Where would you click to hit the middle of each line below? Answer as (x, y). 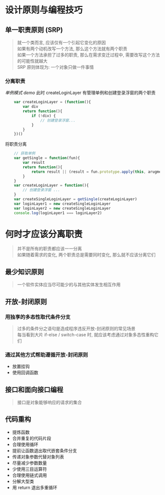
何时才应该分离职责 (44, 234)
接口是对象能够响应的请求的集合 (49, 402)
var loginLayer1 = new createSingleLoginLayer (62, 204)
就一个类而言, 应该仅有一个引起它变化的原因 (61, 43)
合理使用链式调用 (29, 475)
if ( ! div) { (43, 116)
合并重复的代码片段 (32, 438)
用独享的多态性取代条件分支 (38, 317)
